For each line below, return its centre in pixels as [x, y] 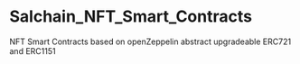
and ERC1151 [33, 50]
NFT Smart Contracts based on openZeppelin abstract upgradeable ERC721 [150, 41]
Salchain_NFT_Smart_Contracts [131, 17]
